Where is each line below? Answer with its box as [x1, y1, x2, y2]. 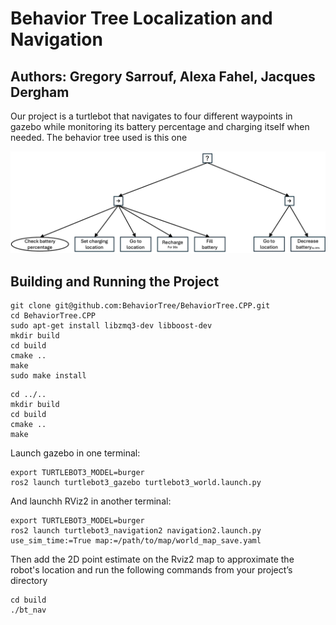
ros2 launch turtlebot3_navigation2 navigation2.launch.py [10, 526, 262, 536]
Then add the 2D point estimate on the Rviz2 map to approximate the [10, 553, 295, 566]
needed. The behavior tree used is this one [10, 132, 188, 143]
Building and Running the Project [10, 273, 220, 290]
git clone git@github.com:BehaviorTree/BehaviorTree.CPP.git [10, 301, 271, 311]
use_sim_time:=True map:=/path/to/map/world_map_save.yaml [10, 536, 262, 546]
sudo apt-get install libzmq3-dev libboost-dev [10, 321, 213, 331]
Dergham [10, 83, 70, 101]
